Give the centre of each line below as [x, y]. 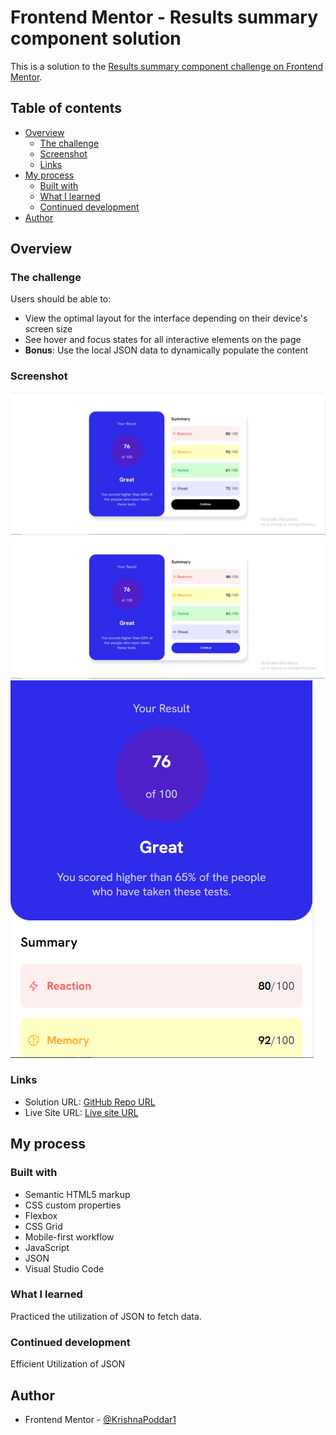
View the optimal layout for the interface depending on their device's [166, 318]
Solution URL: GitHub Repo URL [90, 1102]
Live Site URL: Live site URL [81, 1112]
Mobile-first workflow [69, 1237]
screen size [48, 329]
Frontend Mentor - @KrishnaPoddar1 [100, 1419]
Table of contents [66, 108]
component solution [96, 38]
